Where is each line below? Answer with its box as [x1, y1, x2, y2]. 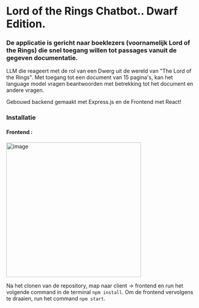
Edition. [6, 17, 46, 31]
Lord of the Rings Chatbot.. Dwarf [6, 4, 178, 18]
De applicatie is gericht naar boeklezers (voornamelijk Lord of [6, 39, 191, 47]
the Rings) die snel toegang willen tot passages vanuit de [6, 47, 177, 55]
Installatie [6, 114, 36, 122]
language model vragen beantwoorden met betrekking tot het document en [6, 80, 194, 88]
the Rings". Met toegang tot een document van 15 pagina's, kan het [6, 74, 173, 81]
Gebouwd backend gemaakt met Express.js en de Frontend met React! [6, 98, 182, 106]
